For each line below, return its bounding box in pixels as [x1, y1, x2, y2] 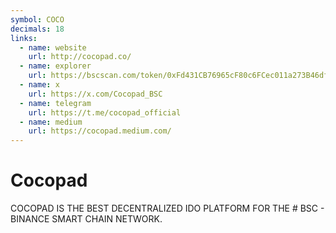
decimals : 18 [10, 24, 65, 34]
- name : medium [19, 117, 83, 127]
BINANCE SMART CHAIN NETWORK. [10, 213, 163, 225]
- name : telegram [19, 98, 92, 108]
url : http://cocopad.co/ [28, 52, 132, 62]
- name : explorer [19, 61, 92, 71]
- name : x [19, 80, 60, 90]
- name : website [19, 42, 87, 53]
